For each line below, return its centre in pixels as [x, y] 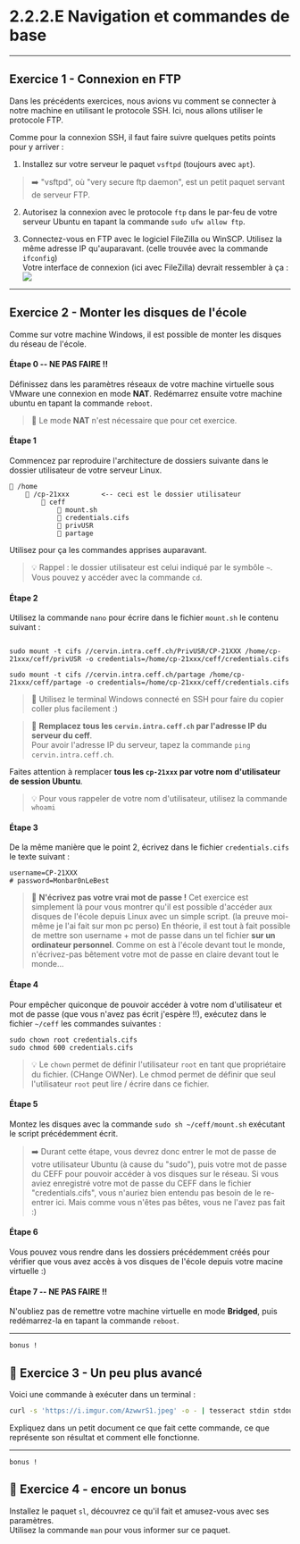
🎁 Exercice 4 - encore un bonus [98, 1489]
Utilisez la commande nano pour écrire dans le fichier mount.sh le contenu [144, 617]
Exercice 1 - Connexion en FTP [95, 79]
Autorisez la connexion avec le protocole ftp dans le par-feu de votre [150, 212]
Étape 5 [24, 1104]
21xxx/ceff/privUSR [46, 659]
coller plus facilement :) [75, 709]
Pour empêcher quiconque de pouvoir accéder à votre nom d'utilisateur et [146, 1004]
